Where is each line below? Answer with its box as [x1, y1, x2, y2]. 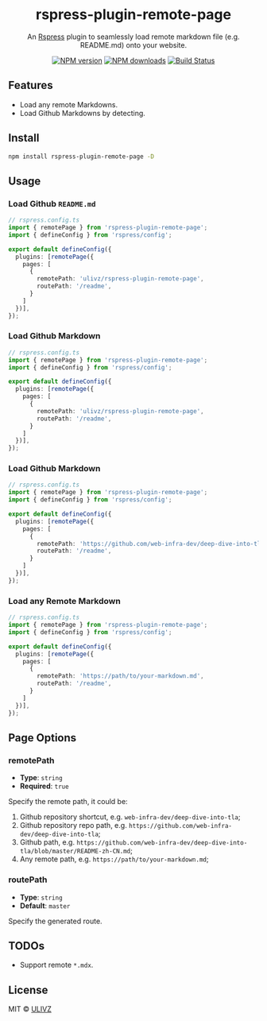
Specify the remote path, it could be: [8, 797, 129, 806]
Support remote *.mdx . [19, 960, 94, 970]
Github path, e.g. [19, 837, 75, 847]
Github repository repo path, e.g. [19, 821, 127, 830]
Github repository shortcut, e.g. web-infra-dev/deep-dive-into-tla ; [19, 812, 241, 822]
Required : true [19, 781, 69, 791]
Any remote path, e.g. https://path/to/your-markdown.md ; [19, 854, 209, 864]
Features [8, 79, 53, 92]
